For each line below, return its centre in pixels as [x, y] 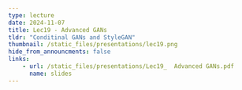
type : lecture [32, 15]
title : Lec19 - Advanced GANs [58, 30]
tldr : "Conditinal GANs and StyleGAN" [72, 37]
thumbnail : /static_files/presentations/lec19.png [93, 45]
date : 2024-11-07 [37, 23]
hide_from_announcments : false [60, 52]
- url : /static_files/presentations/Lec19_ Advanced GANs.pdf [128, 67]
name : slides [50, 74]
